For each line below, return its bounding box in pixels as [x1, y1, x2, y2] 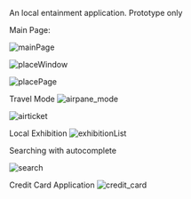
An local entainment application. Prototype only [9, 8, 183, 18]
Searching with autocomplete [9, 146, 117, 155]
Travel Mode [9, 93, 56, 104]
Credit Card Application [9, 179, 95, 190]
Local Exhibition [9, 128, 68, 139]
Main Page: [9, 25, 51, 35]
